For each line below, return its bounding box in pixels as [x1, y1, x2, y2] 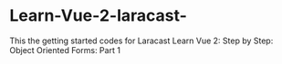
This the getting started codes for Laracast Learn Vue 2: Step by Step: [9, 35, 274, 46]
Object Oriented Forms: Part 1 [9, 44, 121, 55]
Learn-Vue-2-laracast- [9, 5, 187, 26]
